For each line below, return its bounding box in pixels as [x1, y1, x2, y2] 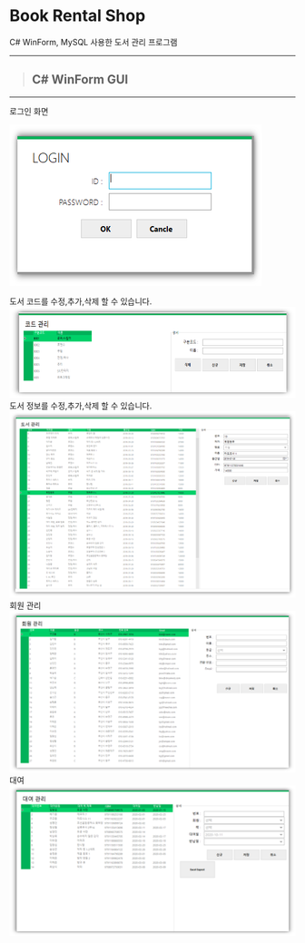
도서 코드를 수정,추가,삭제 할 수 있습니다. [9, 296, 152, 307]
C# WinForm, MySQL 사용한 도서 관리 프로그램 [9, 36, 178, 47]
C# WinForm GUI [31, 72, 129, 87]
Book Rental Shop [9, 5, 146, 26]
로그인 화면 [9, 105, 49, 116]
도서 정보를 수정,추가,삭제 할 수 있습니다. [9, 400, 152, 411]
